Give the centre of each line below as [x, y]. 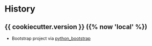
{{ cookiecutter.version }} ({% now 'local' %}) [76, 27]
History [20, 9]
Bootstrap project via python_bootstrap [51, 38]
